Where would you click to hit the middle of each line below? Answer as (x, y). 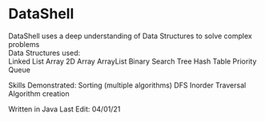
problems (24, 44)
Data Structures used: (44, 53)
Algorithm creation (39, 93)
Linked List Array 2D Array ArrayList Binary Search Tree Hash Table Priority (132, 61)
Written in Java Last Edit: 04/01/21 (64, 109)
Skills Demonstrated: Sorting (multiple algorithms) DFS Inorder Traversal (127, 85)
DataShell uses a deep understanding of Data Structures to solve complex (130, 36)
